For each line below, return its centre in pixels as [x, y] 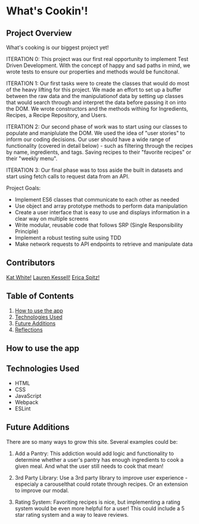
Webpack [27, 402]
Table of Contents [40, 296]
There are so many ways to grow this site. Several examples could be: [92, 441]
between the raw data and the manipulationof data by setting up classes [95, 96]
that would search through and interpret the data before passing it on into [96, 102]
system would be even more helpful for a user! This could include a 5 [99, 508]
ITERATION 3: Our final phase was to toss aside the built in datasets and [94, 170]
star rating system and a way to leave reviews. [72, 514]
